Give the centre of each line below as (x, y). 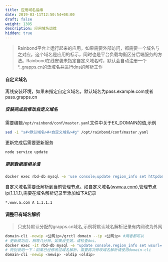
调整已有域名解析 (23, 214)
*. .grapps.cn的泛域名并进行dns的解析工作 (60, 67)
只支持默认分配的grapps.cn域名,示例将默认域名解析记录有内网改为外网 (90, 226)
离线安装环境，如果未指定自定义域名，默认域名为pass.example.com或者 (79, 91)
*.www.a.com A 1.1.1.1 (29, 202)
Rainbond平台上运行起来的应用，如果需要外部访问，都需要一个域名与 (88, 48)
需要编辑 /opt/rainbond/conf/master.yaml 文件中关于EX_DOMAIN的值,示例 (81, 123)
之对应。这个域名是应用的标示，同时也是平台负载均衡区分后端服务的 (87, 54)
